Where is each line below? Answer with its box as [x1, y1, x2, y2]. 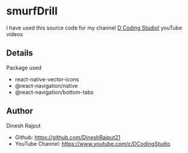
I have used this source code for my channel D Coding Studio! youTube [6, 24, 183, 31]
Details [6, 48, 33, 58]
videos [6, 30, 23, 37]
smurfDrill [6, 4, 58, 18]
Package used [6, 64, 42, 71]
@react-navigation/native [14, 82, 78, 89]
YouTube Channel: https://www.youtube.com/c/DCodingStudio [14, 140, 171, 147]
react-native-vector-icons [14, 75, 79, 83]
